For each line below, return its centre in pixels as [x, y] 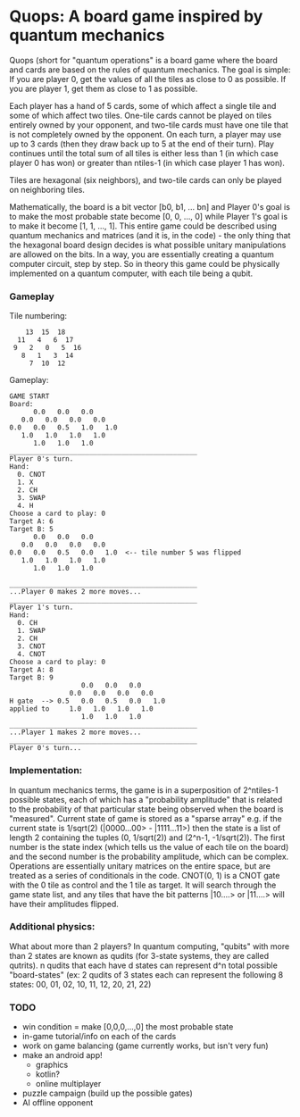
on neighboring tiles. [47, 189]
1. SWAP [32, 631]
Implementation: [46, 771]
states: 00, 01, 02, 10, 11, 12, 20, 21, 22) [80, 984]
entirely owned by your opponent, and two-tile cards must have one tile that [149, 125]
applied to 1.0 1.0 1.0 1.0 [81, 709]
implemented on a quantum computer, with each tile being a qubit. [131, 273]
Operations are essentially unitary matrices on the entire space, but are [140, 866]
